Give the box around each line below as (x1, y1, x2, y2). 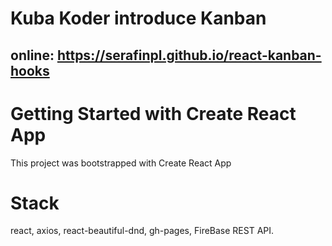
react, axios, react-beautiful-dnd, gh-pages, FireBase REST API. (10, 225, 275, 237)
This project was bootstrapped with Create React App (10, 157, 232, 169)
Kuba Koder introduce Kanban (10, 7, 267, 30)
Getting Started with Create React (10, 102, 297, 125)
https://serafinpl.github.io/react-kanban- (56, 47, 322, 64)
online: (10, 47, 55, 64)
